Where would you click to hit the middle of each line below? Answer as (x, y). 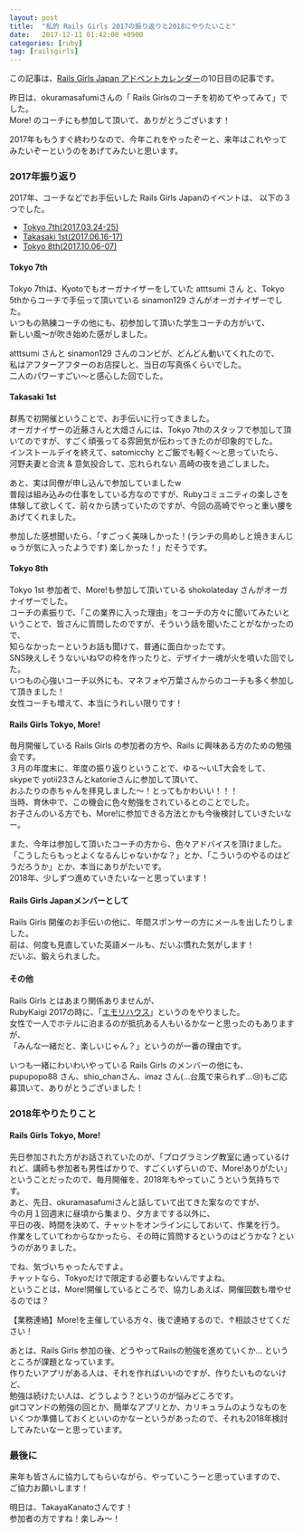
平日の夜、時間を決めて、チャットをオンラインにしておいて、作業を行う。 (147, 1224)
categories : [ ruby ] (46, 43)
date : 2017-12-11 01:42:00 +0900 (76, 34)
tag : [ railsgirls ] (44, 52)
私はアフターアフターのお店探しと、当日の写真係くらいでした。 (128, 364)
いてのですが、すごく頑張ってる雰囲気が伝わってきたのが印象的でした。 (143, 441)
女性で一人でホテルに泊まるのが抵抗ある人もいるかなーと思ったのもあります (152, 1023)
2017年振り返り (43, 177)
